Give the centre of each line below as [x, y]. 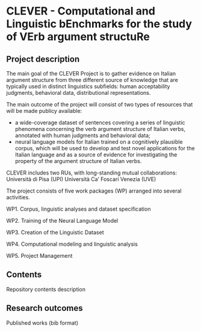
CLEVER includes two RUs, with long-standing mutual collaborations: [92, 173]
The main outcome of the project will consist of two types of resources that [100, 104]
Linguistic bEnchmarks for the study [99, 24]
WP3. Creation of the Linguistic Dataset [55, 232]
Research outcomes [45, 308]
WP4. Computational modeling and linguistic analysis [72, 244]
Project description [43, 59]
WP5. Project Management [39, 256]
